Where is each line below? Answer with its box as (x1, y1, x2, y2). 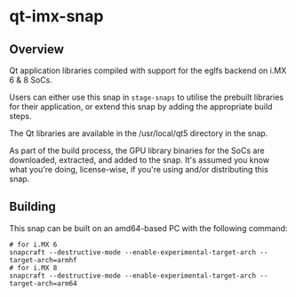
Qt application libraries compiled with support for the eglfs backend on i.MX (9, 65, 287, 76)
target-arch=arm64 (9, 278, 77, 288)
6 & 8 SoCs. (9, 75, 53, 85)
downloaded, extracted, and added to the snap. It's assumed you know (9, 155, 269, 165)
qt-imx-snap (9, 6, 104, 27)
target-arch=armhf (9, 255, 77, 264)
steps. (9, 111, 32, 121)
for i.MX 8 (17, 263, 58, 272)
